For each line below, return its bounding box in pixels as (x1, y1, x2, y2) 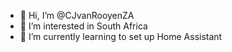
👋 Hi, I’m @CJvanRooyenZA (19, 10, 135, 21)
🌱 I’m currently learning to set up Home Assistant (19, 31, 223, 42)
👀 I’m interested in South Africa (19, 20, 148, 32)
